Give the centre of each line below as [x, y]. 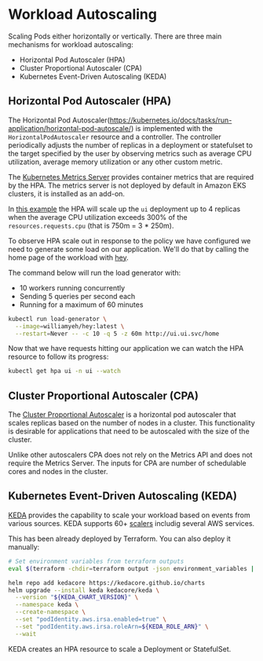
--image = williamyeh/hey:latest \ [70, 326]
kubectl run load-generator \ [58, 319]
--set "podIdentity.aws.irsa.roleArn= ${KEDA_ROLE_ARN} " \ [112, 626]
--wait [26, 634]
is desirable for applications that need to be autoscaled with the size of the [129, 431]
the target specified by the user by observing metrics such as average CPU [130, 153]
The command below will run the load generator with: [95, 272]
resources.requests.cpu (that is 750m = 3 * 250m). [91, 225]
